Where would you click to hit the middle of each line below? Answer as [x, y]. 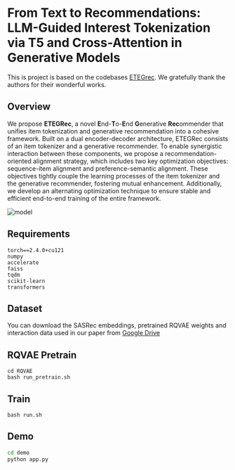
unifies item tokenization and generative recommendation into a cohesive [113, 131]
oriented [19, 161]
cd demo [19, 452]
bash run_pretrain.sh [39, 377]
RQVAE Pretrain [42, 355]
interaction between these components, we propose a [85, 153]
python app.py [28, 459]
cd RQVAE [20, 371]
